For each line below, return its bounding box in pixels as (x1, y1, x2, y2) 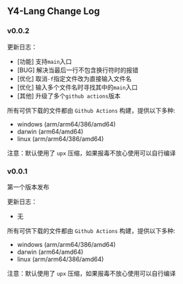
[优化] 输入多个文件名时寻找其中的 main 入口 (16, 83, 138, 91)
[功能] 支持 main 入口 (16, 57, 72, 65)
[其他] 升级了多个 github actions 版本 (16, 91, 121, 100)
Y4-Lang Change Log (7, 6, 100, 17)
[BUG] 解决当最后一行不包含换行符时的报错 (16, 65, 138, 74)
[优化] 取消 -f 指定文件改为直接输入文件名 (16, 74, 132, 83)
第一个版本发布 (7, 182, 49, 191)
